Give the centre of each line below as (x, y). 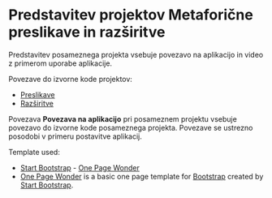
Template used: (35, 152)
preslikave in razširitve (87, 32)
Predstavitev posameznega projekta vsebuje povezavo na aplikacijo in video (136, 54)
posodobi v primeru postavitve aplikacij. (75, 136)
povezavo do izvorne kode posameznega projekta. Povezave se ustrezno (131, 127)
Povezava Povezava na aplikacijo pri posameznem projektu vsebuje (123, 118)
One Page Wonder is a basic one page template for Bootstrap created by (142, 176)
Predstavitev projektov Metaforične (131, 15)
